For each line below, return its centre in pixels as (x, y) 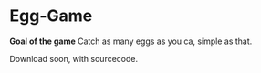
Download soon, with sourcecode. (74, 58)
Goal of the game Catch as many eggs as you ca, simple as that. (131, 41)
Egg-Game (51, 16)
